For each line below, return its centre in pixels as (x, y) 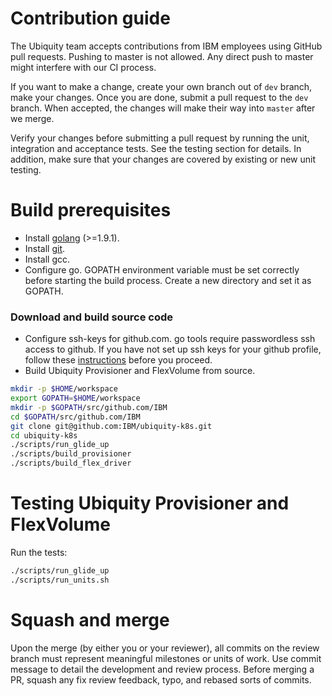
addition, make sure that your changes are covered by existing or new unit (163, 159)
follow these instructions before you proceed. (118, 360)
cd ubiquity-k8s (44, 435)
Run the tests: (39, 552)
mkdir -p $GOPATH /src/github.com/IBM (89, 407)
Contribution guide (90, 18)
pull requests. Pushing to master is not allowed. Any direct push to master (162, 56)
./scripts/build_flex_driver (71, 463)
